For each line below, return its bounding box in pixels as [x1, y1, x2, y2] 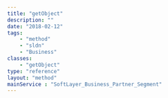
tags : [7, 29, 23, 37]
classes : [7, 55, 32, 62]
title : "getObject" [7, 10, 64, 17]
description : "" [7, 17, 54, 23]
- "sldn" [19, 42, 45, 49]
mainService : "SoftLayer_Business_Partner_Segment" [7, 81, 162, 88]
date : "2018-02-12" [7, 23, 64, 30]
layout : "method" [7, 74, 57, 81]
